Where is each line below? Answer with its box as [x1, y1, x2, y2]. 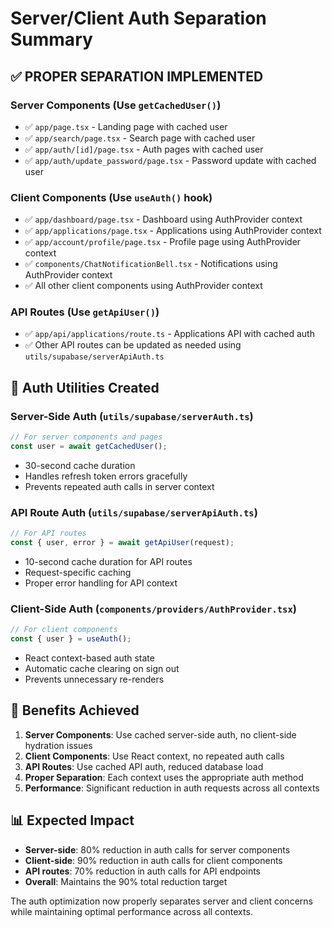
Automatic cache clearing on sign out [24, 663, 180, 674]
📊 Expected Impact [10, 812, 135, 829]
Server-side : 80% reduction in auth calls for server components [24, 843, 291, 856]
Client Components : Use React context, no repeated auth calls [24, 750, 285, 762]
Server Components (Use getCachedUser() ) [10, 98, 222, 112]
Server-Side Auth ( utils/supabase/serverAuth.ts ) [10, 409, 254, 423]
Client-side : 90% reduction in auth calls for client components [24, 854, 283, 866]
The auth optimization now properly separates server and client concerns [10, 895, 313, 907]
